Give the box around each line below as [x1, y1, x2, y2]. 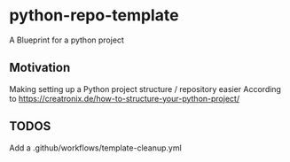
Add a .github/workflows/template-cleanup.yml [9, 143, 182, 153]
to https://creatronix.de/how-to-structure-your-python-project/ [9, 93, 240, 104]
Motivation [9, 60, 71, 75]
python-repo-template [9, 5, 179, 26]
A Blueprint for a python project [9, 35, 124, 45]
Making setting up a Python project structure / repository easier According [9, 83, 282, 94]
